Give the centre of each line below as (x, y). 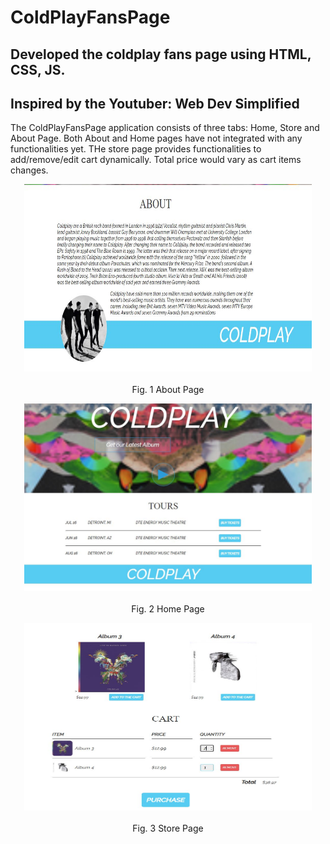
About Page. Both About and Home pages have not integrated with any (156, 138)
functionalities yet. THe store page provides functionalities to (136, 149)
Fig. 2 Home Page (168, 609)
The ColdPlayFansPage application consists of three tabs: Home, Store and (165, 128)
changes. (29, 170)
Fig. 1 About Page (168, 390)
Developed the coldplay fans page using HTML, (161, 54)
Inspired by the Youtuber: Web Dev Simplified (155, 103)
